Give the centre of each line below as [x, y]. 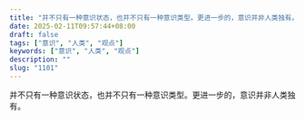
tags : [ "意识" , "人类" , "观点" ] [67, 43]
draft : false [34, 34]
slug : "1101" [34, 69]
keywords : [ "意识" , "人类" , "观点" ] [74, 51]
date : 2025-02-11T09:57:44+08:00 [73, 26]
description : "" [40, 60]
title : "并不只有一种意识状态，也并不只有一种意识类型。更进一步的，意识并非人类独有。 [154, 18]
